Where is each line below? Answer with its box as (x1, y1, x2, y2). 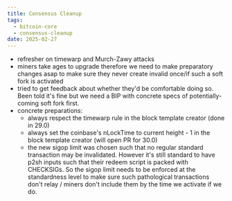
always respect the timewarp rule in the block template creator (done (27, 114, 225, 122)
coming (17, 99, 39, 107)
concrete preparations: (17, 107, 83, 115)
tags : (7, 17, 23, 24)
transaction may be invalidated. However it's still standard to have (27, 150, 216, 159)
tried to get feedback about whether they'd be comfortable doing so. (17, 85, 214, 93)
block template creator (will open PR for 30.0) (27, 136, 158, 144)
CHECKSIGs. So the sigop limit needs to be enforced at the (27, 166, 196, 174)
